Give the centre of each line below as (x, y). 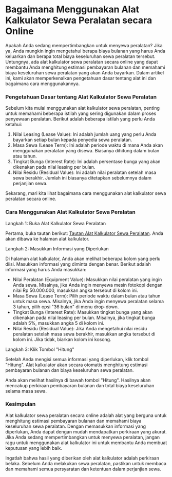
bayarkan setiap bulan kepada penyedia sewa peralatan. (72, 140)
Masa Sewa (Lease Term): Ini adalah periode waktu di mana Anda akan (88, 145)
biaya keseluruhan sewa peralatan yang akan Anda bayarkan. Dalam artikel (85, 72)
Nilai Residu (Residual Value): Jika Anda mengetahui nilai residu (80, 328)
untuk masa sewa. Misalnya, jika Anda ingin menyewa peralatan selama (88, 301)
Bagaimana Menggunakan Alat (72, 9)
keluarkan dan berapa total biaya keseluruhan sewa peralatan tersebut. (80, 56)
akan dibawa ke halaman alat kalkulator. (47, 239)
